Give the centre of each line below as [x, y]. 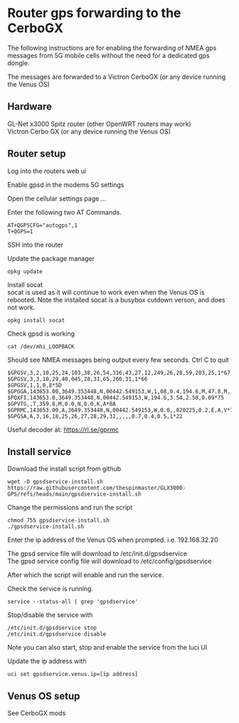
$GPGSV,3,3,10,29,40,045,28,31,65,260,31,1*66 [78, 379]
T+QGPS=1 [20, 231]
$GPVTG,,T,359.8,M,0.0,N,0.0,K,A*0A [62, 404]
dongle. [18, 63]
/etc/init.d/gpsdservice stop [52, 628]
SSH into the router [36, 245]
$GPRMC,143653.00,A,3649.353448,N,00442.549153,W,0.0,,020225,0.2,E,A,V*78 [122, 410]
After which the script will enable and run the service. [86, 575]
